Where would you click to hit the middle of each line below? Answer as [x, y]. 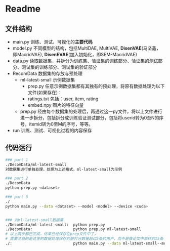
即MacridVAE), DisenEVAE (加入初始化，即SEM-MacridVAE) [75, 54]
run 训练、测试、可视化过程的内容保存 [52, 130]
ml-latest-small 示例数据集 [47, 80]
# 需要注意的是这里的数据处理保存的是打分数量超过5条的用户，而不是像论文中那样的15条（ [86, 239]
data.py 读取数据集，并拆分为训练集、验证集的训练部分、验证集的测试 [85, 61]
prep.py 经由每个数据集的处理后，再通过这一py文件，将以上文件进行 [91, 111]
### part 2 [17, 178]
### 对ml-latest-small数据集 [34, 220]
